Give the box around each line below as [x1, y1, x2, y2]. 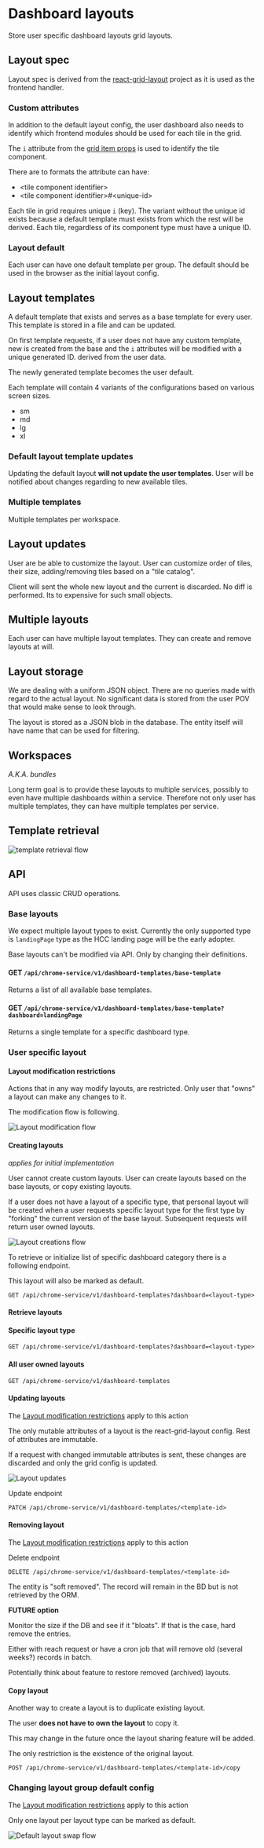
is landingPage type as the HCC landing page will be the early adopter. [8, 934, 236, 943]
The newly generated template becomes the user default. [8, 368, 194, 377]
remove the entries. [8, 1629, 71, 1638]
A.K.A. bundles [8, 770, 57, 778]
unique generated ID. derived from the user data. [8, 353, 167, 362]
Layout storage [8, 664, 84, 678]
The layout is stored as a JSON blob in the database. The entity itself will [8, 718, 244, 727]
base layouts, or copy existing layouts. [8, 1181, 132, 1191]
